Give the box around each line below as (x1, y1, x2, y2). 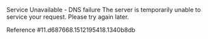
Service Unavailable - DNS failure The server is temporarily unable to (6, 6, 201, 13)
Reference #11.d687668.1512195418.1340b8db (6, 26, 136, 34)
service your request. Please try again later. (6, 13, 129, 21)
